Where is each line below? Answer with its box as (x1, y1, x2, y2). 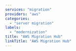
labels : (5, 25, 21, 30)
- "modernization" (9, 30, 48, 34)
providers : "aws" (5, 12, 41, 17)
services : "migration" (5, 7, 52, 12)
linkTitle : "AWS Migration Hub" (5, 39, 72, 44)
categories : (5, 16, 30, 21)
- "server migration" (9, 20, 54, 26)
